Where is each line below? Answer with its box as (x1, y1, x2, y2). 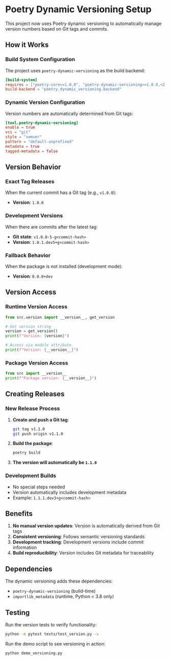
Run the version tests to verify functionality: (5, 621, 97, 627)
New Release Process (5, 405, 60, 412)
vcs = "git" (5, 130, 31, 135)
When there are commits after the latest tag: (5, 224, 98, 230)
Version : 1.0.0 (12, 200, 44, 206)
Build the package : (12, 440, 53, 447)
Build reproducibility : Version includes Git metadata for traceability (12, 550, 154, 556)
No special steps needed (12, 484, 65, 490)
